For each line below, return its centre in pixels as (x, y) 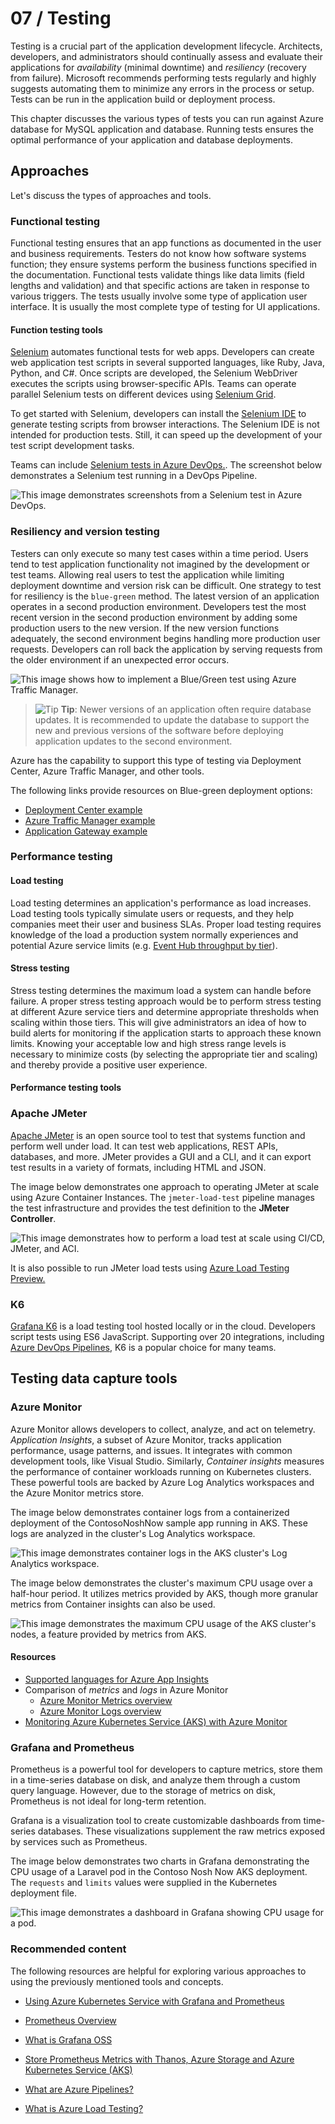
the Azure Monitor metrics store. (77, 1493)
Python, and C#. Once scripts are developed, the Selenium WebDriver (154, 373)
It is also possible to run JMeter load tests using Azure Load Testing (150, 1268)
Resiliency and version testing (85, 532)
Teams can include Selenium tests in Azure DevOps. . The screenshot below (166, 465)
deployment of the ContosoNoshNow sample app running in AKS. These (159, 1523)
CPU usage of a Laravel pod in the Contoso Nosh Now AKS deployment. (159, 1872)
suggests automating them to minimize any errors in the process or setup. (162, 88)
